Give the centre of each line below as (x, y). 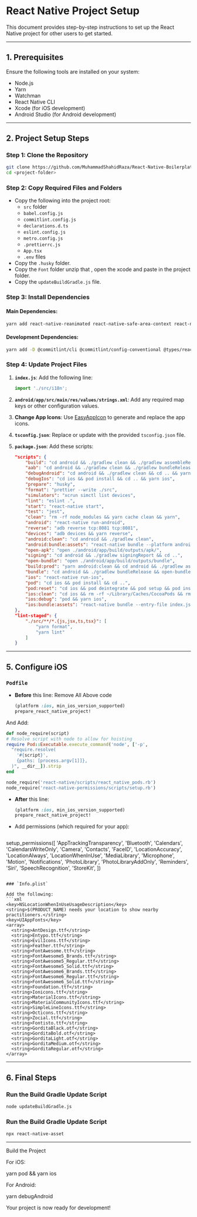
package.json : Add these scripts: (54, 446)
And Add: (18, 722)
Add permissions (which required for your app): (72, 827)
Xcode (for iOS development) (50, 108)
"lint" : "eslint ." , (50, 501)
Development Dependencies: (43, 337)
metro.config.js (43, 239)
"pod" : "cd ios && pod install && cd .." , (78, 583)
